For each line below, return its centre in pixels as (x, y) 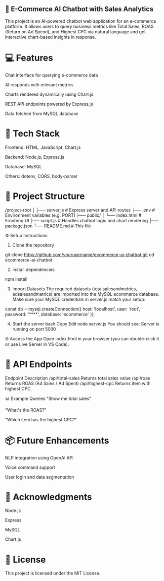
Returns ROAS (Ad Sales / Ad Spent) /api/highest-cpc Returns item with (78, 383)
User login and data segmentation (40, 477)
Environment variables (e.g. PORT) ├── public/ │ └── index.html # (73, 215)
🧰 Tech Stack (33, 133)
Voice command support (30, 467)
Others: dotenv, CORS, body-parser (41, 176)
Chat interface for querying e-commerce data (52, 75)
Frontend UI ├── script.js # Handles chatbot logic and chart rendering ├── (82, 220)
